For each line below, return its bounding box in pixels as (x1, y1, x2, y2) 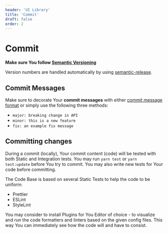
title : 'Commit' (5, 12, 39, 17)
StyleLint (12, 201, 31, 208)
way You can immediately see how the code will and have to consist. (5, 222, 147, 228)
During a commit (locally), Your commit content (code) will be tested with (5, 150, 156, 156)
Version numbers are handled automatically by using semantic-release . (5, 69, 152, 75)
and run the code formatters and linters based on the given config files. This (5, 216, 163, 223)
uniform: (5, 181, 23, 187)
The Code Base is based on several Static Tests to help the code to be (5, 176, 150, 182)
